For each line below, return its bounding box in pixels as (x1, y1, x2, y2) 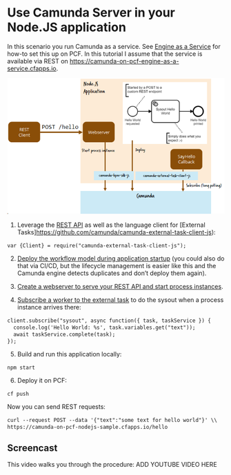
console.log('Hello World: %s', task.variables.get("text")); (13, 324, 196, 331)
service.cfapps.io (7, 64, 57, 72)
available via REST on (7, 57, 69, 65)
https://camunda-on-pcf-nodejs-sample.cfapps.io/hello (7, 423, 168, 430)
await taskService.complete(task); (13, 331, 116, 338)
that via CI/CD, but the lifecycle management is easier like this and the (17, 261, 217, 270)
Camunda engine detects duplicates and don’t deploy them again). (17, 269, 207, 277)
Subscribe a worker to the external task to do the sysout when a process (17, 295, 224, 304)
